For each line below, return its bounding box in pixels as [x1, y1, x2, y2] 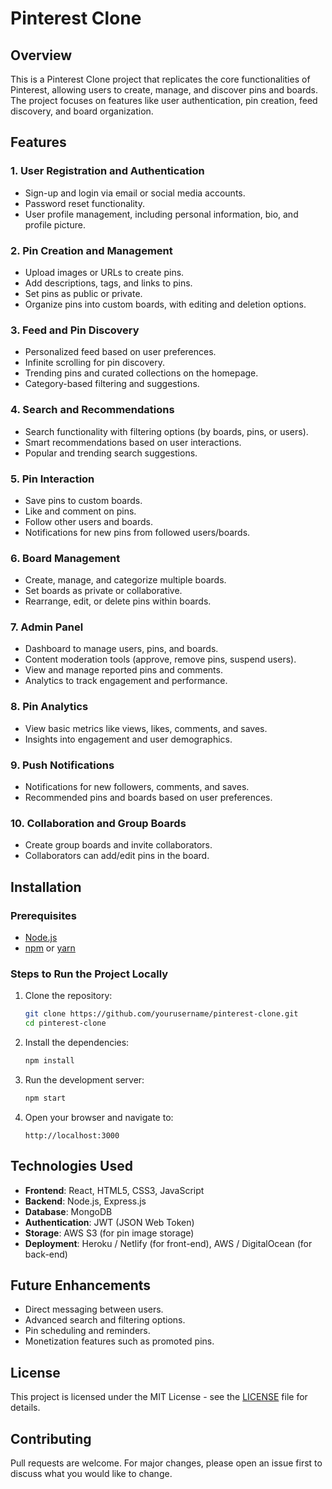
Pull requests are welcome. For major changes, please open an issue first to [10, 1457, 323, 1469]
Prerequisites [10, 908, 77, 922]
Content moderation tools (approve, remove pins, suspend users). [24, 653, 297, 666]
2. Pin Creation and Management [10, 243, 173, 257]
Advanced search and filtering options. [24, 1314, 186, 1326]
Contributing [10, 1430, 92, 1447]
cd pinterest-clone [24, 1018, 107, 1029]
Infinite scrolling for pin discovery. [24, 357, 165, 369]
